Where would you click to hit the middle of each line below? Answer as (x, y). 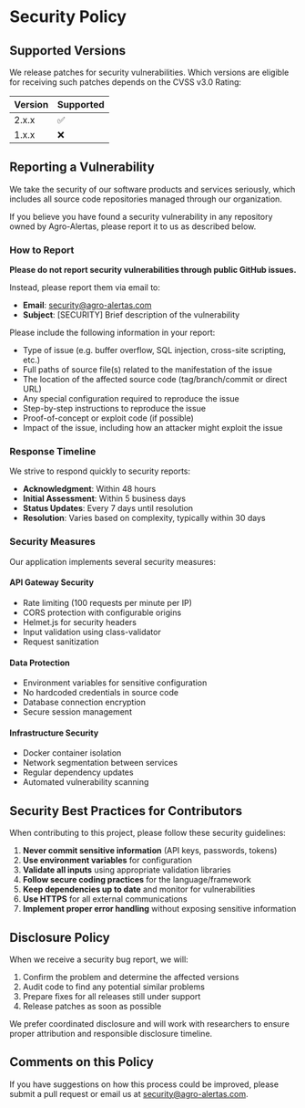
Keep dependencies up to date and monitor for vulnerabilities (139, 889)
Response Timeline (53, 452)
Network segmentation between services (100, 763)
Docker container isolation (72, 753)
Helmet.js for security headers (80, 622)
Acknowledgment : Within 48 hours (89, 489)
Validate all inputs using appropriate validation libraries (127, 870)
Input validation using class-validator (91, 632)
